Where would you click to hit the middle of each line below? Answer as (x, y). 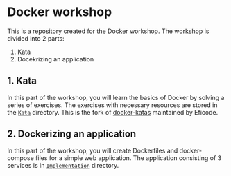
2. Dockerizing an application (72, 134)
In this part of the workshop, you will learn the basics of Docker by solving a (116, 97)
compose (21, 158)
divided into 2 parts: (36, 38)
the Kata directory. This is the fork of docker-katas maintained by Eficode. (113, 112)
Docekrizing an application (55, 59)
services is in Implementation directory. (63, 165)
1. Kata (22, 81)
